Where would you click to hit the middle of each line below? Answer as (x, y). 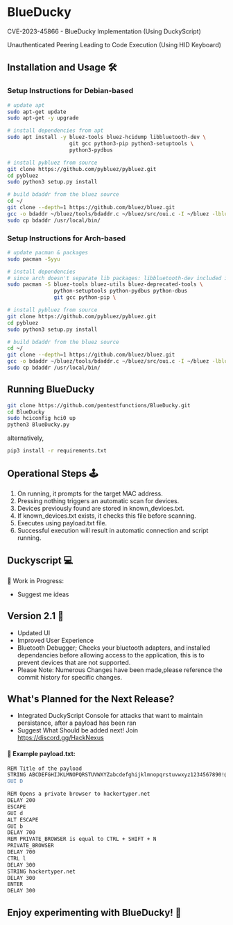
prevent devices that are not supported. (74, 662)
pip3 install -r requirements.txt (57, 451)
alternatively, (26, 438)
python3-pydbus (91, 150)
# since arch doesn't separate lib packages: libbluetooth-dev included (114, 278)
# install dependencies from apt (55, 131)
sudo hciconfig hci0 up (42, 418)
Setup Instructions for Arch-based (67, 238)
